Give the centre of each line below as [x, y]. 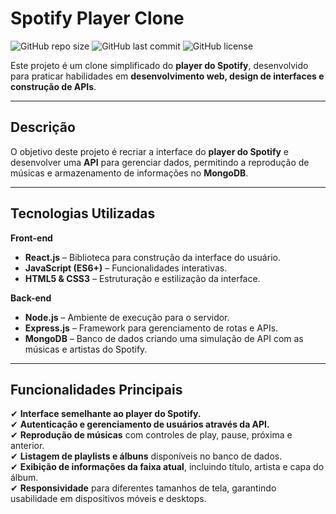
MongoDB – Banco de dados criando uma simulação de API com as [164, 338]
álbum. [24, 478]
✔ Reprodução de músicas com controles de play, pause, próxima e [151, 435]
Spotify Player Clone [97, 18]
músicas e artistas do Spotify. [86, 349]
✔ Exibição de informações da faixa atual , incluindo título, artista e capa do [167, 467]
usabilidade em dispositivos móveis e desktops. [108, 499]
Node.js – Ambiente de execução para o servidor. [127, 317]
